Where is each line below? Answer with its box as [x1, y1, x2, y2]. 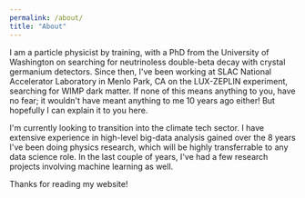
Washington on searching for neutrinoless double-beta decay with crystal [9, 56, 286, 67]
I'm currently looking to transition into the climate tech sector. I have [9, 122, 265, 133]
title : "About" [9, 22, 67, 31]
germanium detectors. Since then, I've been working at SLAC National [9, 65, 271, 77]
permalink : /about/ [9, 13, 84, 23]
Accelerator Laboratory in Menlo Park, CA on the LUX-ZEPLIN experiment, [9, 75, 289, 86]
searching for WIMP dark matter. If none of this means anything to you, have [9, 85, 296, 96]
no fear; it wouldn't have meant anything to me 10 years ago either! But [9, 94, 276, 105]
